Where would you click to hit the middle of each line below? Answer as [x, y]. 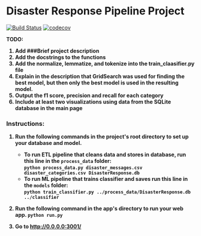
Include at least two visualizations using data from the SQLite [93, 102]
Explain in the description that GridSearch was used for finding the [100, 76]
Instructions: [25, 123]
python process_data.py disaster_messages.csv [83, 168]
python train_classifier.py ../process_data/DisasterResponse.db [107, 192]
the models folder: [46, 185]
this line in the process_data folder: [68, 161]
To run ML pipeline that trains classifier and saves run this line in [106, 179]
